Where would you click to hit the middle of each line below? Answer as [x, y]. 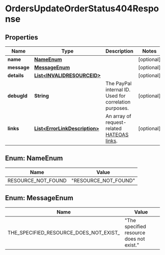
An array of [118, 116]
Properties [22, 37]
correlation [118, 102]
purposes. [117, 108]
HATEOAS [117, 135]
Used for [115, 96]
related [113, 128]
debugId [18, 96]
